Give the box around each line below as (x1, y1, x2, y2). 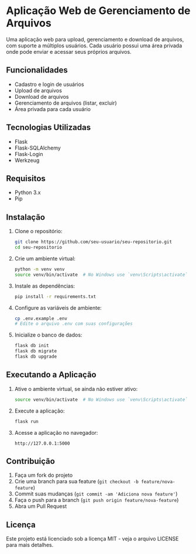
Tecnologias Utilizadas (6, 123, 91, 133)
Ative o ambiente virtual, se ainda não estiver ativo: (14, 385, 138, 392)
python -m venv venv (14, 266, 65, 272)
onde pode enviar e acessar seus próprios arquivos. (6, 48, 132, 55)
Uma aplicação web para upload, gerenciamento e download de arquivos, (6, 36, 184, 43)
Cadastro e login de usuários (14, 81, 84, 88)
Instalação (6, 212, 46, 222)
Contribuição (6, 456, 56, 466)
